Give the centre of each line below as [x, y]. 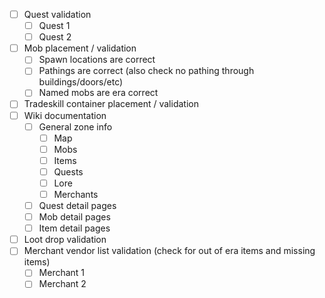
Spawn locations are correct [97, 60]
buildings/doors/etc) [81, 82]
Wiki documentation [65, 115]
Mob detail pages [74, 217]
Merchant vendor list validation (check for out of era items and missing [169, 251]
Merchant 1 [62, 273]
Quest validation [57, 14]
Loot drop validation [65, 240]
